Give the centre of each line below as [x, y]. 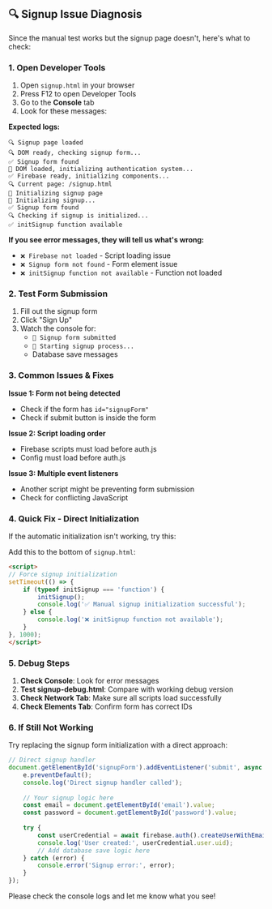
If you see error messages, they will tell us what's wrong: [106, 240]
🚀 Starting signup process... [83, 347]
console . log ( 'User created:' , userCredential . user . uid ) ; [135, 843]
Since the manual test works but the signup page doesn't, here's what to [130, 38]
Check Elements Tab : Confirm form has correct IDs [106, 706]
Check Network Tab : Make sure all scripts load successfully [121, 697]
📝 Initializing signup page [56, 194]
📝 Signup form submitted [74, 338]
